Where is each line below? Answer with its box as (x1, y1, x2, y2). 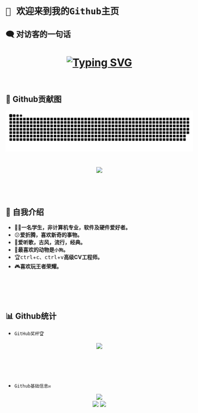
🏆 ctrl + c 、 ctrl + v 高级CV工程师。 (14, 254, 103, 261)
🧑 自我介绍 (5, 207, 44, 217)
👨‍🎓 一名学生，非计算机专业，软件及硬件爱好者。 (14, 224, 131, 231)
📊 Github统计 (5, 311, 57, 321)
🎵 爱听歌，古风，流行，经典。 (14, 239, 86, 246)
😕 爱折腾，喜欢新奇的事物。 (14, 231, 83, 238)
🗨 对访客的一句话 (5, 29, 71, 39)
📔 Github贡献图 (5, 94, 62, 104)
